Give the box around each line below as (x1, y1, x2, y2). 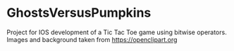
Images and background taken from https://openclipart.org (6, 35, 178, 43)
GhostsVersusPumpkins (6, 5, 152, 21)
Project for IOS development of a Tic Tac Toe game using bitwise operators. (6, 28, 227, 36)
